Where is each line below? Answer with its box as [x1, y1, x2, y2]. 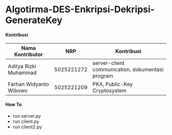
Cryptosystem [92, 87, 127, 94]
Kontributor [14, 51, 44, 58]
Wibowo [8, 87, 28, 94]
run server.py [12, 112, 41, 119]
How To [5, 101, 22, 107]
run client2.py [12, 124, 42, 130]
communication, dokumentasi [92, 66, 164, 73]
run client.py [12, 118, 39, 124]
